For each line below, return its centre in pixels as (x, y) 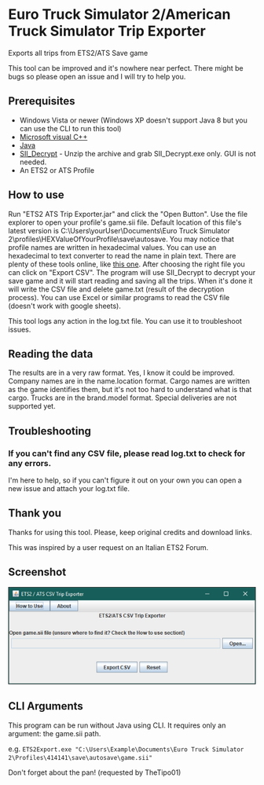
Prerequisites (42, 101)
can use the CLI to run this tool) (70, 128)
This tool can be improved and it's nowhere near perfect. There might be (126, 68)
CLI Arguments (46, 706)
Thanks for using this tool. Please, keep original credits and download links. (130, 532)
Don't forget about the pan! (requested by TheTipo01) (95, 772)
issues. (20, 329)
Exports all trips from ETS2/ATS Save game (78, 53)
